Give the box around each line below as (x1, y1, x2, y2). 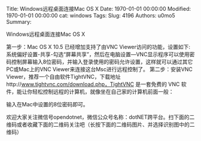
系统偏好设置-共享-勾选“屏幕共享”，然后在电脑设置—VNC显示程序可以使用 (6, 51, 190, 58)
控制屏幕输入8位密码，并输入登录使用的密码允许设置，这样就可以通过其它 (11, 59, 193, 65)
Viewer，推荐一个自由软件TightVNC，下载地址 (6, 73, 121, 80)
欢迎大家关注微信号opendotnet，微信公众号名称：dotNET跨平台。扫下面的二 (6, 114, 195, 121)
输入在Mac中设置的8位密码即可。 (6, 101, 89, 108)
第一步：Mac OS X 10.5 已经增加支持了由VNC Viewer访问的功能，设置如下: (6, 44, 190, 50)
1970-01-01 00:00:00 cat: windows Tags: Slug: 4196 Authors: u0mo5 (6, 12, 175, 19)
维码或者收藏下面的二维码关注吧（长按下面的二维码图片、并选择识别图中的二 (6, 121, 195, 128)
